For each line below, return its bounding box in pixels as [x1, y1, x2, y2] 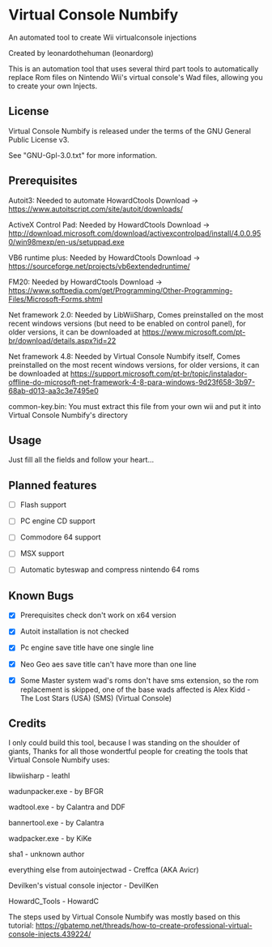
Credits [8, 717, 47, 731]
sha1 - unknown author [8, 849, 85, 860]
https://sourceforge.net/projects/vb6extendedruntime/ [8, 261, 190, 271]
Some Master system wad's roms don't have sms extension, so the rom [19, 675, 259, 685]
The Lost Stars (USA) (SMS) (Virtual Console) [19, 693, 172, 702]
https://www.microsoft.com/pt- [142, 326, 246, 337]
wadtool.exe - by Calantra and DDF [8, 802, 125, 812]
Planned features [8, 478, 97, 492]
